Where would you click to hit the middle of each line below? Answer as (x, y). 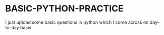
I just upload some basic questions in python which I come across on (77, 22)
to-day (12, 27)
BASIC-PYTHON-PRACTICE (64, 9)
